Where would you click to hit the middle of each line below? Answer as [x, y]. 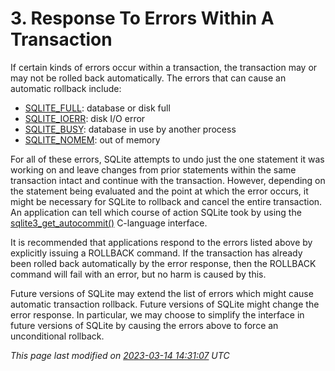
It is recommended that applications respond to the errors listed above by [161, 242]
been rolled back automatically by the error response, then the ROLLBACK [163, 263]
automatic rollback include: [66, 88]
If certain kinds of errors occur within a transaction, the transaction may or [164, 67]
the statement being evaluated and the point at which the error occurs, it [159, 191]
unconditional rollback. [57, 336]
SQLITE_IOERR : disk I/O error [85, 118]
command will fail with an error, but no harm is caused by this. [138, 274]
